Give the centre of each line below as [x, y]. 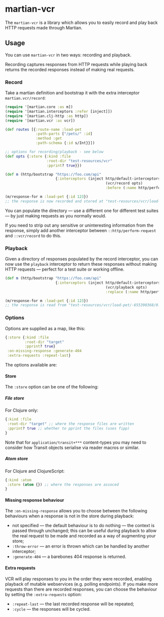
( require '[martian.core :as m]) [39, 107]
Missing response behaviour [35, 500]
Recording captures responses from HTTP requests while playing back [76, 64]
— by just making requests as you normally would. [56, 215]
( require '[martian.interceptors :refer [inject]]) [59, 111]
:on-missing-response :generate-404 [44, 351]
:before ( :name [121, 188]
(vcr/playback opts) [126, 287]
